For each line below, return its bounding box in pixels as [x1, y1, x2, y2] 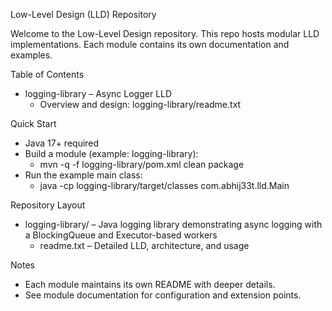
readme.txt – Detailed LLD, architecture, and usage [39, 240, 250, 251]
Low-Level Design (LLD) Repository [10, 9, 157, 20]
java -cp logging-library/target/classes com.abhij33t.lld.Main [39, 180, 290, 191]
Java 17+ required [24, 137, 100, 149]
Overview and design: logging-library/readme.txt [39, 99, 242, 110]
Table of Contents [10, 69, 85, 80]
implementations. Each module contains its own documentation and [10, 39, 290, 50]
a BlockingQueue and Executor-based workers [24, 229, 218, 241]
